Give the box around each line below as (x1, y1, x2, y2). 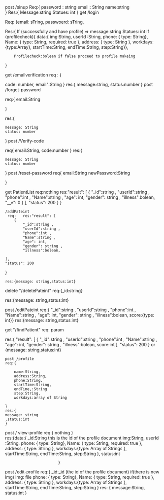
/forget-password (5, 87, 41, 93)
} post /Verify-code (5, 138, 44, 143)
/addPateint (5, 209, 30, 214)
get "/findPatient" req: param (5, 327, 64, 332)
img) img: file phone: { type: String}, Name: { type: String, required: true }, (5, 474, 155, 480)
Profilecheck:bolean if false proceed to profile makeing (14, 54, 135, 59)
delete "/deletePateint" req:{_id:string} (5, 288, 83, 293)
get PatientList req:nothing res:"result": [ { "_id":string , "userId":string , (5, 189, 150, 195)
